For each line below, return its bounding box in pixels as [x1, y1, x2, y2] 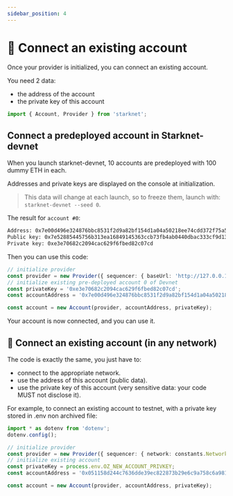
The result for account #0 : [7, 214, 81, 222]
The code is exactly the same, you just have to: [7, 355, 142, 364]
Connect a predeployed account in [7, 130, 159, 141]
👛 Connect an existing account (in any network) [7, 337, 217, 348]
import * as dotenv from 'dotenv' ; [7, 425, 110, 432]
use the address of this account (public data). [17, 375, 148, 384]
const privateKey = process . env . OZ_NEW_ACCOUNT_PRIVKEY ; [7, 463, 175, 470]
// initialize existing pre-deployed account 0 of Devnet [7, 278, 178, 286]
